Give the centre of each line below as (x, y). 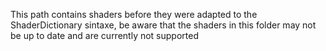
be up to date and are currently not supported (104, 35)
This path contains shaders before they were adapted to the (134, 14)
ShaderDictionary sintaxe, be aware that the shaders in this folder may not (163, 25)
